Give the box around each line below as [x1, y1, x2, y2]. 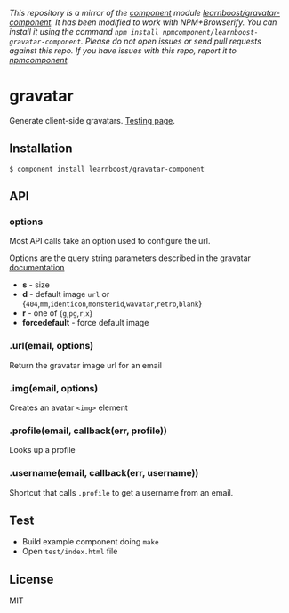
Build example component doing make [21, 536, 159, 547]
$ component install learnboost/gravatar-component [9, 165, 205, 173]
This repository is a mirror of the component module [9, 8, 202, 18]
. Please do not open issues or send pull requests [80, 36, 262, 46]
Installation [9, 141, 73, 157]
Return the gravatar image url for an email [9, 359, 163, 370]
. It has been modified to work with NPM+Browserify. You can [50, 17, 277, 28]
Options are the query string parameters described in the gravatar [9, 253, 252, 263]
